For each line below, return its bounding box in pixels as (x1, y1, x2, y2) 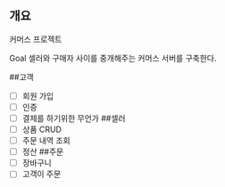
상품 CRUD (21, 124, 62, 134)
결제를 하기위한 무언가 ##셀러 (21, 112, 126, 123)
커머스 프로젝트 (9, 34, 62, 45)
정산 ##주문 (21, 146, 64, 158)
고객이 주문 (21, 168, 62, 180)
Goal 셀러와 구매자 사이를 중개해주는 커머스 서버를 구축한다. (9, 53, 217, 63)
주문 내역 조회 (21, 135, 71, 146)
